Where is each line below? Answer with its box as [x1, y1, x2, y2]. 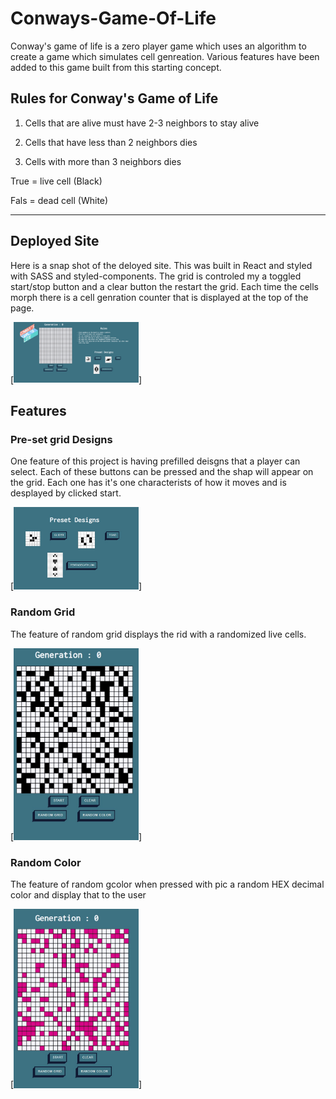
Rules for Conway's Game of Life [10, 90, 219, 107]
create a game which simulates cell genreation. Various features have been [10, 50, 320, 62]
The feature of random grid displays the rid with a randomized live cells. [10, 628, 307, 640]
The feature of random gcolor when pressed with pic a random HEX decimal [10, 878, 325, 891]
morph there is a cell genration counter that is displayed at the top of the [10, 291, 309, 303]
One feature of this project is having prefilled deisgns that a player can [10, 455, 301, 467]
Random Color [10, 855, 82, 869]
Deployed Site [10, 233, 100, 250]
